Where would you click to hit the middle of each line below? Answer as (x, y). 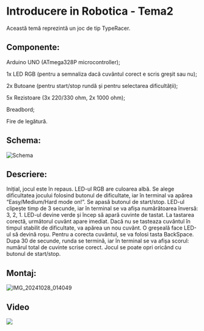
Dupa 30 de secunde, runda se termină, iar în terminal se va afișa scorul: (98, 241)
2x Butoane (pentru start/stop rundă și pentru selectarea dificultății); (92, 85)
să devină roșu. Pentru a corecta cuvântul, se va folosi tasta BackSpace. (103, 235)
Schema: (24, 141)
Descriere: (27, 174)
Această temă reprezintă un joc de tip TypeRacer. (68, 28)
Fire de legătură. (27, 121)
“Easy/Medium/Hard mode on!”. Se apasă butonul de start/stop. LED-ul (96, 202)
